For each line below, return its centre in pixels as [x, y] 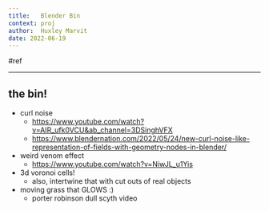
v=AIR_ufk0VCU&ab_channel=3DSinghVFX [102, 130]
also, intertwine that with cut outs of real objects [111, 181]
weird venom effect [52, 156]
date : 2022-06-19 [37, 38]
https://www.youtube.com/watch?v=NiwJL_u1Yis [112, 164]
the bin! [28, 93]
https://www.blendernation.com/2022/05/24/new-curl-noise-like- [141, 139]
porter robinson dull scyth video [84, 198]
